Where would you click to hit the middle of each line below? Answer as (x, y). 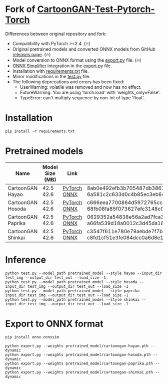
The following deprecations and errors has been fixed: (68, 82)
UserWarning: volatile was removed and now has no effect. (80, 87)
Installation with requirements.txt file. (50, 71)
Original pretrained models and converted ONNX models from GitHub (84, 49)
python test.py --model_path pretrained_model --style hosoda (71, 282)
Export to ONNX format (54, 324)
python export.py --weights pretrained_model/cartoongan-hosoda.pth (78, 354)
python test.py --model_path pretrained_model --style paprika (72, 291)
